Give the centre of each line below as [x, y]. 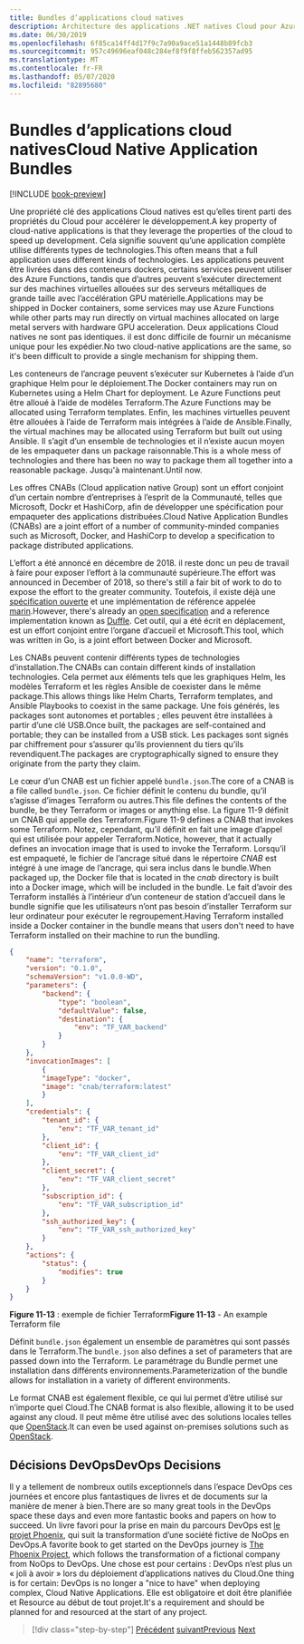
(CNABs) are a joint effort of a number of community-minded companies [144, 526]
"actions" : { [50, 1255]
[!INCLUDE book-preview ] [58, 194]
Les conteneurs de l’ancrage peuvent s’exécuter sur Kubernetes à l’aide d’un [152, 374]
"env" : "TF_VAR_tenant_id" [109, 1128]
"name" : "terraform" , [66, 960]
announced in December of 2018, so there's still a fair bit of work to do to [146, 582]
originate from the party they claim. [75, 764]
